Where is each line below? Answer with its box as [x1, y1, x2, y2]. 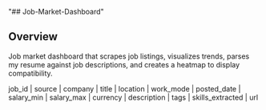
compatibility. [8, 68, 54, 78]
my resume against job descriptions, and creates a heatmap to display [8, 59, 240, 69]
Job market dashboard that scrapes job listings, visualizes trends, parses [8, 51, 250, 61]
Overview [8, 30, 58, 43]
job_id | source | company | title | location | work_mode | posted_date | [8, 84, 241, 93]
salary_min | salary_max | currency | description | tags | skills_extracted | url [8, 92, 259, 102]
